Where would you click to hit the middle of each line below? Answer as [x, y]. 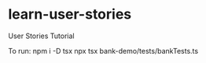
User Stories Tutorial [41, 36]
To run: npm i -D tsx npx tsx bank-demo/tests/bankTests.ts [103, 51]
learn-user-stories [70, 14]
